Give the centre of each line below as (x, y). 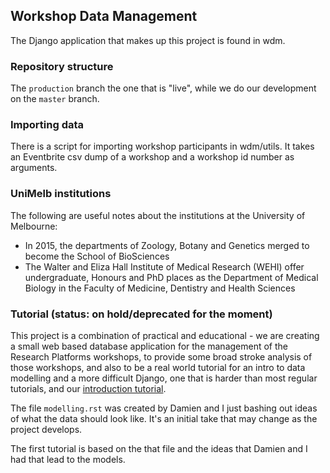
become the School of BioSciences (97, 256)
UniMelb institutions (61, 194)
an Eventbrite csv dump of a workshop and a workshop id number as (152, 157)
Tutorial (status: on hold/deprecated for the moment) (141, 314)
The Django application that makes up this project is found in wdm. (148, 40)
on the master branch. (55, 99)
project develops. (46, 429)
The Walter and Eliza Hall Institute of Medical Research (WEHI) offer (164, 266)
